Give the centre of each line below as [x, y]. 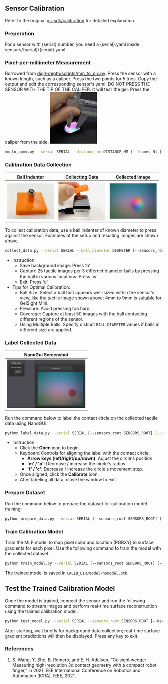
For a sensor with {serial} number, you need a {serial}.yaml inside [72, 44]
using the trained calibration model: [42, 611]
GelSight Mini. [34, 303]
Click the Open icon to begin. [50, 448]
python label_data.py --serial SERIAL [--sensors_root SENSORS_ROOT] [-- [84, 433]
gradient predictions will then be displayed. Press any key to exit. [72, 636]
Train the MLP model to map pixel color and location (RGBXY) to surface [79, 542]
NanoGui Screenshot [46, 355]
